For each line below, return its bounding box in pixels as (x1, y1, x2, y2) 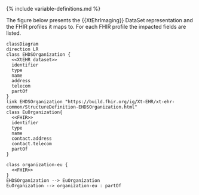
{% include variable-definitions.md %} (6, 5, 101, 12)
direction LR (6, 46, 39, 52)
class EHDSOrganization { (6, 52, 71, 58)
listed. (6, 29, 22, 37)
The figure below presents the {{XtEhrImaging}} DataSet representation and (6, 17, 193, 23)
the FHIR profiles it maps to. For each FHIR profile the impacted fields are (6, 23, 186, 30)
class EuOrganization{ (6, 109, 63, 115)
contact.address (11, 136, 52, 142)
